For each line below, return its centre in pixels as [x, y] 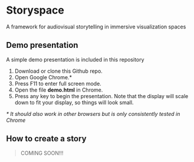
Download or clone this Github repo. [59, 71]
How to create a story [46, 139]
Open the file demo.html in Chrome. [59, 90]
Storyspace [35, 10]
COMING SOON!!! [42, 153]
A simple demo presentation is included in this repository [75, 59]
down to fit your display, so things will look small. [74, 102]
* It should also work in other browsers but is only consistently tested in [93, 114]
